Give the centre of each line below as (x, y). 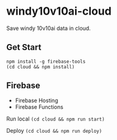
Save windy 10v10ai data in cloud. (49, 28)
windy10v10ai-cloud (59, 11)
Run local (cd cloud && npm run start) (55, 119)
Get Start (24, 47)
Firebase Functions (39, 107)
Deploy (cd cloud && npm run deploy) (54, 130)
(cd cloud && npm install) (41, 67)
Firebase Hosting (37, 100)
